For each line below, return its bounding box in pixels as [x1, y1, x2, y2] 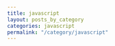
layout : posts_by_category [7, 16, 84, 23]
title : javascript [7, 9, 60, 17]
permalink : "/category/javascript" [7, 28, 109, 36]
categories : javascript [7, 22, 75, 29]
